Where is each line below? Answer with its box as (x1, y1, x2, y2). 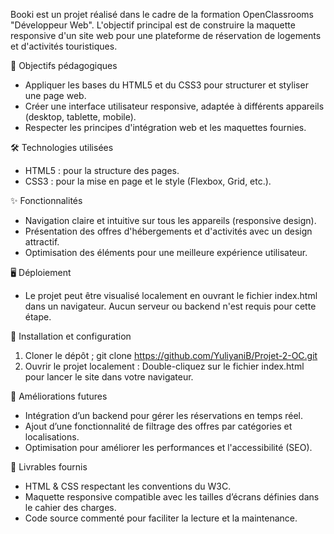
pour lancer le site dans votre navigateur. (24, 371, 194, 383)
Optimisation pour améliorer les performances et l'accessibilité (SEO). (24, 442, 313, 453)
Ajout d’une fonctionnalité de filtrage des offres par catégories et (24, 420, 293, 432)
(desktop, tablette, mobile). (24, 111, 137, 123)
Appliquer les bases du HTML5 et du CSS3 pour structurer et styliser (24, 79, 309, 91)
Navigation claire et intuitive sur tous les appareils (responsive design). (24, 215, 317, 226)
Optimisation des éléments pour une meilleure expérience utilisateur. (24, 247, 308, 258)
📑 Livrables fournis (10, 461, 88, 473)
